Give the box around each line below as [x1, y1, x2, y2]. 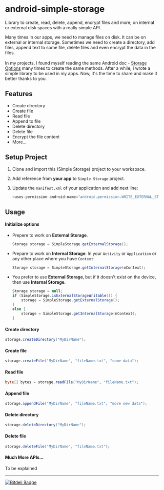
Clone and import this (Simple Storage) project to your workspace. [12, 166, 146, 172]
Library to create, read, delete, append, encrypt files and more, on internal [5, 20, 155, 25]
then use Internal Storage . [12, 279, 66, 285]
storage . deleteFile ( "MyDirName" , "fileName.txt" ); [5, 444, 110, 449]
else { [12, 307, 26, 312]
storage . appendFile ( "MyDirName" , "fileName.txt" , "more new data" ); [5, 401, 147, 406]
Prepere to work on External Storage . [12, 233, 88, 238]
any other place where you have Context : [12, 255, 95, 261]
